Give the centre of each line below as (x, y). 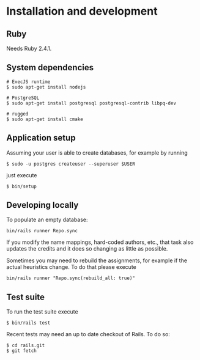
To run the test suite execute (42, 312)
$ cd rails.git (26, 346)
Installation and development (82, 11)
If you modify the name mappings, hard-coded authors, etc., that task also (100, 242)
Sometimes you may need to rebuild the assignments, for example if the (97, 260)
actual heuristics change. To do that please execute (71, 267)
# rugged (17, 114)
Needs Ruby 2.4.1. (29, 48)
